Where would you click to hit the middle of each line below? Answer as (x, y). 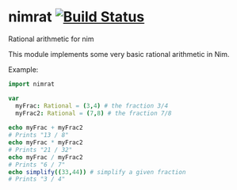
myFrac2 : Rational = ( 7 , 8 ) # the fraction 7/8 (94, 113)
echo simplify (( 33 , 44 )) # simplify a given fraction (97, 172)
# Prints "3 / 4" (37, 179)
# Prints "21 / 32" (40, 150)
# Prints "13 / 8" (38, 135)
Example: (23, 69)
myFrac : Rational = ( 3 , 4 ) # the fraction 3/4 (92, 106)
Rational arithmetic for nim (51, 39)
